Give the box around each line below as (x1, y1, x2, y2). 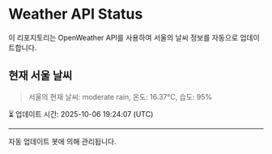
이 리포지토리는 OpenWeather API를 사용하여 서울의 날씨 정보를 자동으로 (8, 32, 239, 42)
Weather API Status (8, 5, 143, 24)
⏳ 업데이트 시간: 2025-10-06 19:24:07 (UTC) (8, 109, 154, 118)
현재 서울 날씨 (8, 69, 73, 83)
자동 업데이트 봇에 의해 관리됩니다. (8, 136, 117, 146)
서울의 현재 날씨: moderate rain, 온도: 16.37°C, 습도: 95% (28, 92, 213, 101)
